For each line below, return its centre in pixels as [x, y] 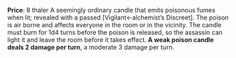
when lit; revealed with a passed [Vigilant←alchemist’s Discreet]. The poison [118, 17]
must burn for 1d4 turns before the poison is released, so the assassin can [115, 32]
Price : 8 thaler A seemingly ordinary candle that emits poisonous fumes [112, 10]
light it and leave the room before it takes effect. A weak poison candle [111, 40]
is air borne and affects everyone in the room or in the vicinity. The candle [114, 25]
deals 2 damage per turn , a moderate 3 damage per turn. [91, 47]
